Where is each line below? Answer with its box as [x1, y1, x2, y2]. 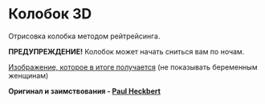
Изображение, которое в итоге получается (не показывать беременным [8, 62, 258, 72]
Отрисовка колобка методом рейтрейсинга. [8, 31, 161, 41]
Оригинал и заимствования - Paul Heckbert [8, 86, 161, 96]
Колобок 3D [8, 5, 92, 23]
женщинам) [8, 70, 49, 80]
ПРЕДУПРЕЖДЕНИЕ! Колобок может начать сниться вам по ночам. [8, 46, 245, 56]
